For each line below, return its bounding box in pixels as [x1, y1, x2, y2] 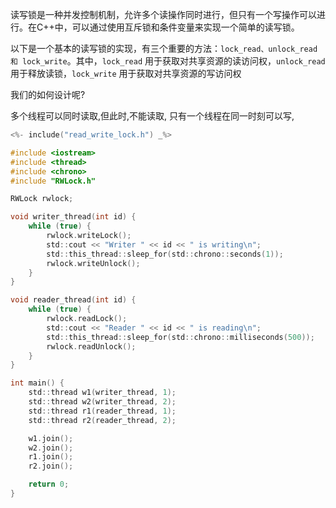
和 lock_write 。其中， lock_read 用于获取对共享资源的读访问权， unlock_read [10, 55, 326, 67]
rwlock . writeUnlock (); [46, 258, 141, 268]
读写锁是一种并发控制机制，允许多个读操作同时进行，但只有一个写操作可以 [10, 9, 317, 20]
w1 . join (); [28, 433, 74, 443]
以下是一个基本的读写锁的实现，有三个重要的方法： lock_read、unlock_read [10, 43, 318, 54]
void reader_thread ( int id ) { [10, 295, 137, 305]
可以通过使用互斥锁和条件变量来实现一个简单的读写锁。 [71, 21, 300, 33]
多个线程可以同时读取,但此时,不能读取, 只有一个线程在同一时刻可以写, [10, 110, 295, 122]
